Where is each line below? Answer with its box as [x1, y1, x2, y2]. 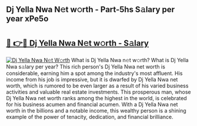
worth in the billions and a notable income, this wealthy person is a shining [6, 107, 186, 114]
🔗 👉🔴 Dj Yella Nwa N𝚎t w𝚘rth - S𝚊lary [6, 38, 149, 48]
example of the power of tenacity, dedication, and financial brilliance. [6, 114, 173, 120]
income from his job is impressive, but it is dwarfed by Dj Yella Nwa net [6, 76, 178, 83]
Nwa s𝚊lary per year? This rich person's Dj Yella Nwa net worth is [6, 63, 166, 70]
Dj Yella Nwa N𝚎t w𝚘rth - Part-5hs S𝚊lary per [6, 5, 175, 15]
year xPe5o [6, 14, 49, 24]
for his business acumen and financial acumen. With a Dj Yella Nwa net [6, 101, 178, 108]
